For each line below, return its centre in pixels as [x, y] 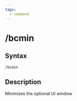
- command [19, 14]
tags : [10, 9]
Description [23, 82]
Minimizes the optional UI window [39, 94]
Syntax [16, 56]
